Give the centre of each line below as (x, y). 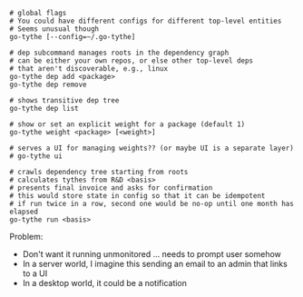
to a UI (35, 273)
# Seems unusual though (54, 29)
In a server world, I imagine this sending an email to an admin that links (155, 264)
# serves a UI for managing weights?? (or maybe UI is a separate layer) (152, 148)
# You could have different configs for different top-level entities (146, 21)
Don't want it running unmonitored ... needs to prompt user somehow (151, 254)
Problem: (26, 237)
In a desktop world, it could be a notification (105, 283)
